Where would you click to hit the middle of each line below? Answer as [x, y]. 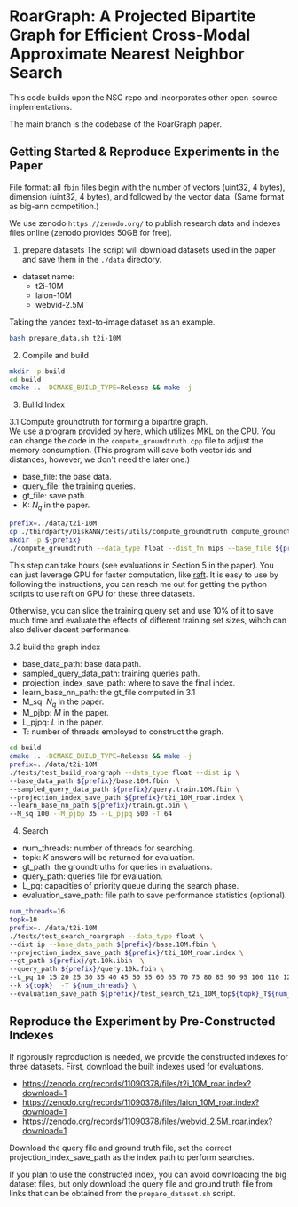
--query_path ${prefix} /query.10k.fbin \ [87, 969]
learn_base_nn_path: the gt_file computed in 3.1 [109, 692]
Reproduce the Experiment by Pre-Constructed [142, 1022]
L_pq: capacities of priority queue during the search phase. [130, 886]
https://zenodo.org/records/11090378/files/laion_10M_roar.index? [141, 1102]
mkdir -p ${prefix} [45, 540]
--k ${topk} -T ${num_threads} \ [73, 986]
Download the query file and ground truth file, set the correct [121, 1148]
